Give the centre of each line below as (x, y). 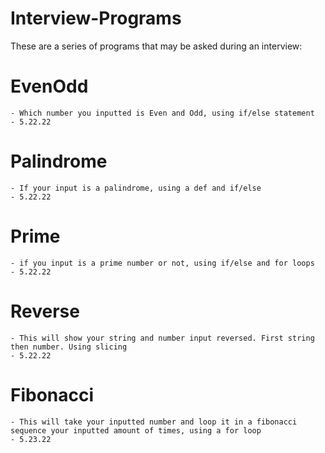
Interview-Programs (96, 18)
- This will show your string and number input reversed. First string (162, 338)
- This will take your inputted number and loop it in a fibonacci (154, 422)
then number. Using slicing (69, 347)
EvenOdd (49, 86)
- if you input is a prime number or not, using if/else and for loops (162, 263)
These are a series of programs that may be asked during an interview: (156, 46)
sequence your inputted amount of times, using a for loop (136, 430)
